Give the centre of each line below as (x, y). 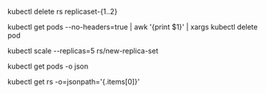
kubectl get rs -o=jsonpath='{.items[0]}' (74, 82)
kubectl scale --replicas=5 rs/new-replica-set (83, 51)
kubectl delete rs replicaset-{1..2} (62, 12)
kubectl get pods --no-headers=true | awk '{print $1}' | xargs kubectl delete (133, 27)
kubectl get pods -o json (48, 66)
